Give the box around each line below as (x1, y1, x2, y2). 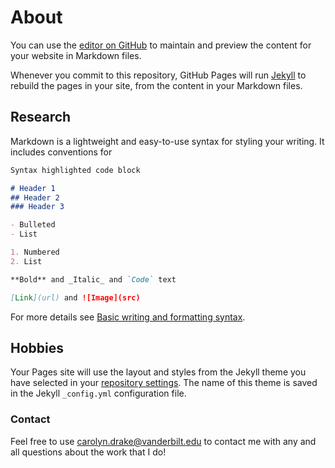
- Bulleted (10, 220, 56, 230)
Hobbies (10, 339, 65, 356)
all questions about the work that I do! (10, 446, 167, 458)
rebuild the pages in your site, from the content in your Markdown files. (10, 79, 303, 91)
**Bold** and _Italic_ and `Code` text (10, 274, 177, 285)
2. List (10, 256, 43, 266)
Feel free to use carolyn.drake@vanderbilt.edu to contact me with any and (10, 435, 317, 447)
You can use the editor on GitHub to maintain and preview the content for (10, 39, 312, 51)
